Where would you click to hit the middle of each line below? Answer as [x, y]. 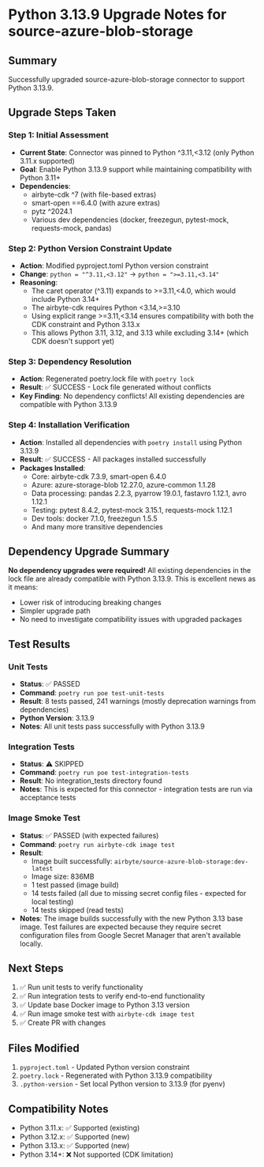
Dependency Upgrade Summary [89, 551]
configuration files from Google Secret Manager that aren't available [130, 935]
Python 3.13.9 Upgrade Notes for [117, 15]
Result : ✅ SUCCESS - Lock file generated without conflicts [115, 387]
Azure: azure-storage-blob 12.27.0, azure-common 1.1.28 [123, 484]
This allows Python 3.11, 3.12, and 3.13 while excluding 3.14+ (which [140, 333]
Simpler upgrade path [55, 611]
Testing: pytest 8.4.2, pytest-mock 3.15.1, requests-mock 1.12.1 [132, 510]
